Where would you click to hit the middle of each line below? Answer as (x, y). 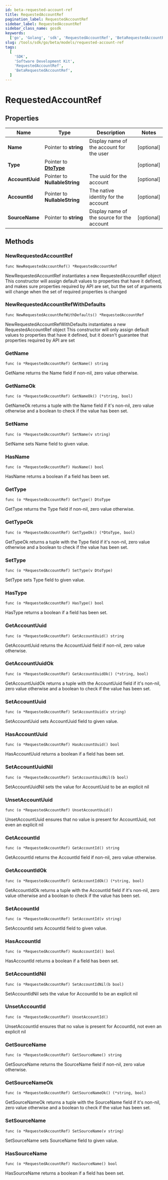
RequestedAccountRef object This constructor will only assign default (77, 330)
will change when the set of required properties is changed (66, 291)
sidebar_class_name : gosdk (33, 29)
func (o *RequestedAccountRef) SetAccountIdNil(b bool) (64, 984)
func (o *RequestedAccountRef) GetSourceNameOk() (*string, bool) (76, 1093)
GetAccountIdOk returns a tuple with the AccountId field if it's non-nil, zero (82, 890)
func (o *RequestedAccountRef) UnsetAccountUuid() (59, 810)
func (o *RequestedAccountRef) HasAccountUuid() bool (62, 745)
